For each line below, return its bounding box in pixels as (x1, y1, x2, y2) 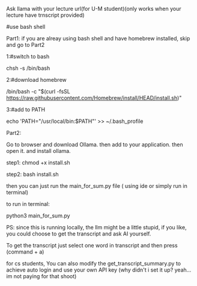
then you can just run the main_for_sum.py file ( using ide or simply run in (6, 182, 187, 189)
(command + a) (6, 248, 44, 255)
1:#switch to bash (6, 53, 50, 60)
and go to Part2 (6, 42, 45, 48)
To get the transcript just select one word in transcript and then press (6, 242, 178, 249)
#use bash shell (6, 23, 46, 30)
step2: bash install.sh (6, 171, 59, 178)
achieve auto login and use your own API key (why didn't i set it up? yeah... (6, 266, 192, 273)
